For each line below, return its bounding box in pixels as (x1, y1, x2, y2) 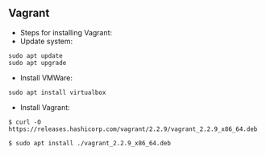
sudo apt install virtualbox (8, 88, 106, 96)
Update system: (19, 36, 73, 46)
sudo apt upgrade (8, 59, 67, 67)
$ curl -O (8, 118, 42, 126)
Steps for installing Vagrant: (19, 27, 113, 37)
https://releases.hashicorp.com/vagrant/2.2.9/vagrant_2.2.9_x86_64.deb (8, 124, 258, 133)
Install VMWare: (19, 72, 73, 83)
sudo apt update (8, 51, 63, 59)
